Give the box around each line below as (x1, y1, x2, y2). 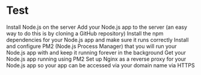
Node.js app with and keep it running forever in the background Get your (6, 49, 187, 56)
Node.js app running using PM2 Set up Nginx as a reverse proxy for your (6, 55, 187, 62)
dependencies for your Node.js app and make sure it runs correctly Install (6, 36, 189, 43)
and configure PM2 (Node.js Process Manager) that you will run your (6, 43, 177, 50)
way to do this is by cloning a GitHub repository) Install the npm (6, 29, 164, 37)
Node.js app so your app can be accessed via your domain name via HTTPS (6, 61, 196, 69)
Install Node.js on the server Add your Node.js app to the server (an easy (6, 23, 188, 31)
